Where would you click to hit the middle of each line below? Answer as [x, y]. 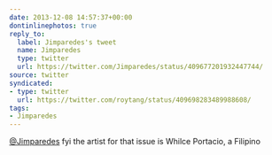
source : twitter [39, 75]
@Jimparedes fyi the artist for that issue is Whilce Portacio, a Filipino [135, 142]
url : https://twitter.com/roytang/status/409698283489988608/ [134, 100]
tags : [19, 108]
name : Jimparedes [49, 50]
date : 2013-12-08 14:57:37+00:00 [71, 17]
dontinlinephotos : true [53, 26]
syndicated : [31, 83]
